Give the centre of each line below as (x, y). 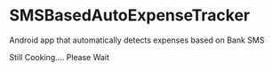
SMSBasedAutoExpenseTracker (130, 16)
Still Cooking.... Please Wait (59, 57)
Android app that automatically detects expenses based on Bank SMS (137, 40)
